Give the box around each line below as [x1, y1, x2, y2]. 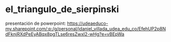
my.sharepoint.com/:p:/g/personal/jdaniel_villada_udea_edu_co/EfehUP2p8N [5, 25, 166, 31]
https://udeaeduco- [67, 20, 108, 26]
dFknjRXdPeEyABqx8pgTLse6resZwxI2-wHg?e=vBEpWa [5, 31, 125, 37]
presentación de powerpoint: [5, 20, 66, 26]
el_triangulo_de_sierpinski [5, 4, 119, 15]
